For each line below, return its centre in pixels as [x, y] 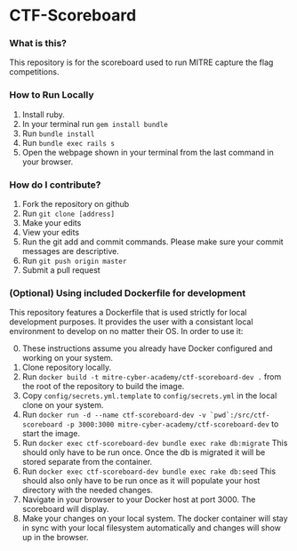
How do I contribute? [55, 185]
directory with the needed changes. [88, 491]
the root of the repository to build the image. [103, 387]
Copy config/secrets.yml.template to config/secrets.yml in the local [149, 395]
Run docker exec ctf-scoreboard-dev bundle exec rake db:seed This [149, 471]
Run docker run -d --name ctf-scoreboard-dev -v [114, 415]
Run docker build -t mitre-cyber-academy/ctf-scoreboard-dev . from [152, 377]
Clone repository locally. [67, 367]
